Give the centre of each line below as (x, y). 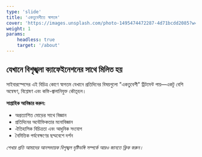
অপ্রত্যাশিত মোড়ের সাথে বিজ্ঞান (41, 115)
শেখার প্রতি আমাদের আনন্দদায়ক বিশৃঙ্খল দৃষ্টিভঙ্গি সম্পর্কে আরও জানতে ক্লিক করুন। (75, 147)
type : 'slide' (24, 12)
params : (16, 34)
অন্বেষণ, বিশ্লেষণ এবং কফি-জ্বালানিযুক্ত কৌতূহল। (46, 91)
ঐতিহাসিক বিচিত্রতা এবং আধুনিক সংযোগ (48, 128)
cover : (14, 23)
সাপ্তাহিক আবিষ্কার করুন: (26, 103)
